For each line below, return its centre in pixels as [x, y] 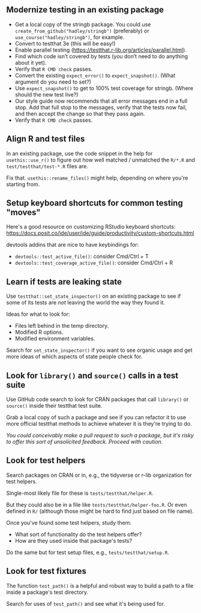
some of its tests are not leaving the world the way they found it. [85, 303]
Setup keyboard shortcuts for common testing [94, 203]
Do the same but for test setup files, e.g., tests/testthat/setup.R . [88, 552]
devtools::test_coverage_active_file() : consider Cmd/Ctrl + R [94, 263]
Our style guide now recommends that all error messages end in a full [101, 101]
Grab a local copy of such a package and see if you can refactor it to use [96, 417]
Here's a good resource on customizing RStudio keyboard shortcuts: [91, 227]
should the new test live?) [46, 94]
